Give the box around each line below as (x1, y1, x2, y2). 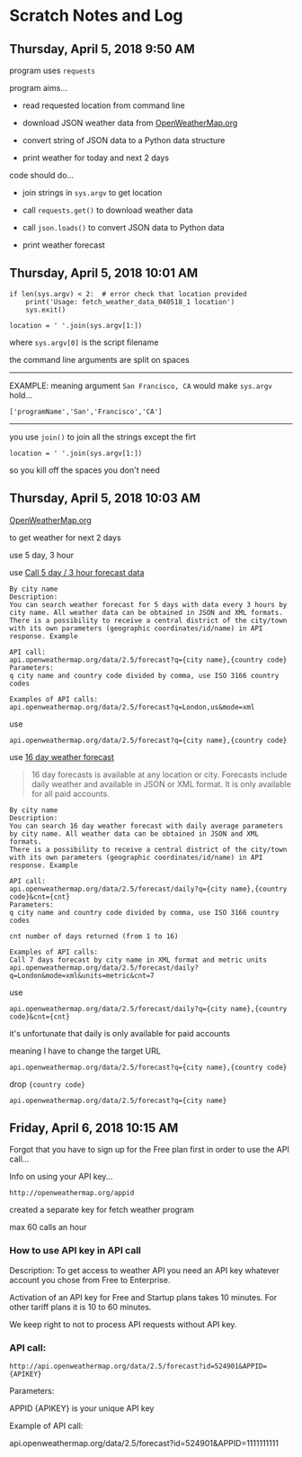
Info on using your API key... (9, 1172, 113, 1182)
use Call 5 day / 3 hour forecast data (9, 566, 145, 577)
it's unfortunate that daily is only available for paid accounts (9, 1027, 231, 1038)
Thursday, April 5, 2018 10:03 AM (9, 491, 200, 506)
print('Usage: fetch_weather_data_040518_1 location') (25, 297, 235, 306)
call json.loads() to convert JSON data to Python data (22, 222, 225, 232)
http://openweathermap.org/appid (9, 1189, 135, 1198)
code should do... (9, 170, 75, 180)
